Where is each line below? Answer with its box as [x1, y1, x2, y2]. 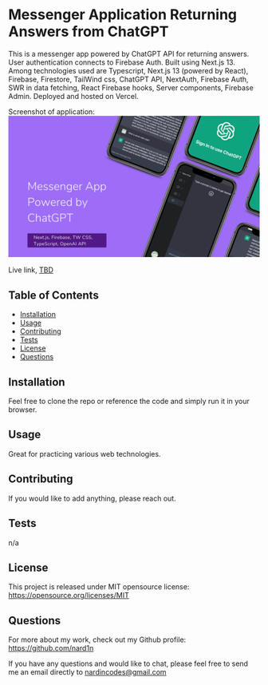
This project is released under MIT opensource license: [8, 582, 190, 592]
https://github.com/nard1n [8, 643, 94, 653]
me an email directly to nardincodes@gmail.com [8, 667, 167, 677]
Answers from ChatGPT [8, 22, 169, 41]
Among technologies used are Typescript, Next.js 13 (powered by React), [8, 65, 249, 75]
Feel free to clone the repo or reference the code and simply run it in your [8, 397, 250, 406]
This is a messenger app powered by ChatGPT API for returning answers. [8, 49, 250, 58]
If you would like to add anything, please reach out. [8, 493, 177, 503]
